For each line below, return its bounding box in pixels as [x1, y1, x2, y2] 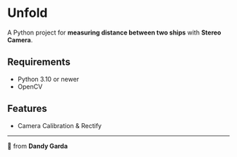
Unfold [7, 5, 48, 21]
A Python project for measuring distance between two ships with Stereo [7, 28, 221, 37]
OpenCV [17, 82, 43, 91]
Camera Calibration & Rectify [17, 121, 102, 130]
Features [7, 103, 47, 115]
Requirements [7, 56, 71, 68]
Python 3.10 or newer [17, 75, 80, 83]
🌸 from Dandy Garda [7, 142, 68, 150]
